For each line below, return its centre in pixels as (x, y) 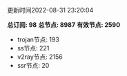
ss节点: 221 (33, 48)
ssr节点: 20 (33, 65)
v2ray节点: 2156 (40, 57)
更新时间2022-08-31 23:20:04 (50, 10)
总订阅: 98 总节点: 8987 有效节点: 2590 (64, 25)
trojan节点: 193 (38, 39)
